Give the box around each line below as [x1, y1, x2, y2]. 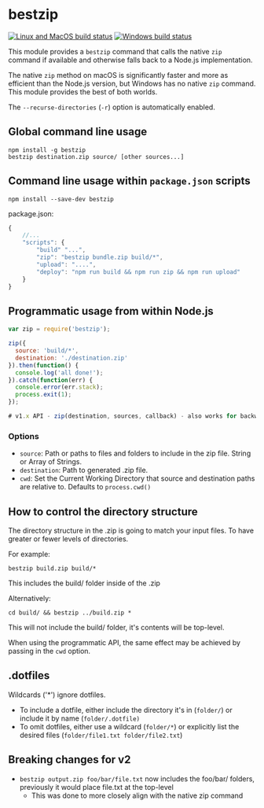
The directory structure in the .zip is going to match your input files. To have [8, 526, 254, 535]
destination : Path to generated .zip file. [19, 466, 148, 475]
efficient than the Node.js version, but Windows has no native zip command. [8, 79, 256, 88]
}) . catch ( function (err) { [8, 376, 93, 384]
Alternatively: [8, 593, 51, 603]
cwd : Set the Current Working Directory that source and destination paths [19, 474, 255, 483]
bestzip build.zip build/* [8, 564, 97, 572]
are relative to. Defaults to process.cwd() [19, 482, 152, 492]
